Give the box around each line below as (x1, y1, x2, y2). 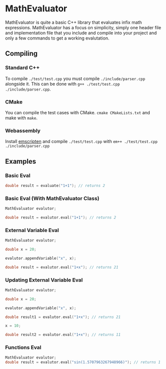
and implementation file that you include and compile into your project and (5, 30, 157, 36)
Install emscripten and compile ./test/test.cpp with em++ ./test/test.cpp (5, 138, 158, 144)
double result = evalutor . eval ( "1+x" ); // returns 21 (5, 265, 119, 270)
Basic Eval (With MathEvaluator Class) (5, 195, 100, 202)
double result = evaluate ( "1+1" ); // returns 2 (5, 183, 106, 188)
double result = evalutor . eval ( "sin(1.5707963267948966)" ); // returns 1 (5, 360, 161, 365)
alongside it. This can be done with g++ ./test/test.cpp (5, 81, 120, 87)
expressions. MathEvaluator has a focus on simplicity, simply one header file (5, 24, 162, 30)
